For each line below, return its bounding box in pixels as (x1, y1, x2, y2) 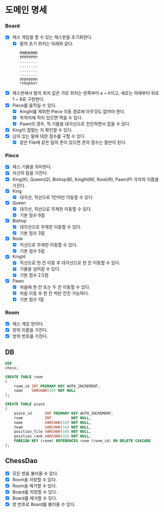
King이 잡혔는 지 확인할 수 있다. (12, 127, 73, 133)
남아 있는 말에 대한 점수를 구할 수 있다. (12, 133, 86, 139)
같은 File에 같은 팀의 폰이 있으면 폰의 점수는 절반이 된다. (19, 139, 127, 146)
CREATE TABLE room (5, 374, 43, 379)
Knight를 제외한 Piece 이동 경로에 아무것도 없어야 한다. (19, 108, 126, 114)
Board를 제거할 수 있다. (12, 495, 58, 501)
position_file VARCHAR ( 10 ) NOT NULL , (14, 429, 92, 434)
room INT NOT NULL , (14, 415, 92, 420)
